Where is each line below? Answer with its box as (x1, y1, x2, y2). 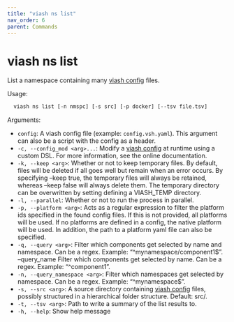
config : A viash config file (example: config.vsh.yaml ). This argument (17, 130, 218, 138)
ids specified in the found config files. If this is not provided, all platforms (17, 210, 228, 220)
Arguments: (7, 116, 41, 124)
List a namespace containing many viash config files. (7, 76, 160, 84)
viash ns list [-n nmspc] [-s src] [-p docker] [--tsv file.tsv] (13, 103, 208, 110)
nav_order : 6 (7, 17, 45, 24)
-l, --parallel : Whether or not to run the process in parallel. (17, 196, 194, 204)
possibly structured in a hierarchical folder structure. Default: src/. (17, 292, 207, 300)
